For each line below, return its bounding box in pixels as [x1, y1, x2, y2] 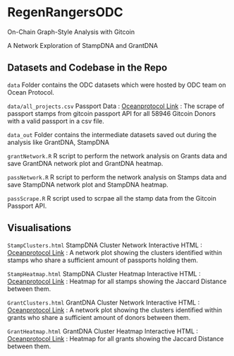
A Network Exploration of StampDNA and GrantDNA [7, 41, 159, 49]
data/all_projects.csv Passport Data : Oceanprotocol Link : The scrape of [7, 102, 225, 110]
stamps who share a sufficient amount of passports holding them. [7, 256, 199, 264]
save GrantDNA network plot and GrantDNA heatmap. [7, 159, 164, 167]
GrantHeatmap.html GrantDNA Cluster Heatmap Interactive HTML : [7, 326, 199, 336]
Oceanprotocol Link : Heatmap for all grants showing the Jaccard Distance [7, 334, 224, 343]
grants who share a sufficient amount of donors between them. [7, 313, 191, 321]
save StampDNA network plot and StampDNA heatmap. [7, 180, 169, 189]
